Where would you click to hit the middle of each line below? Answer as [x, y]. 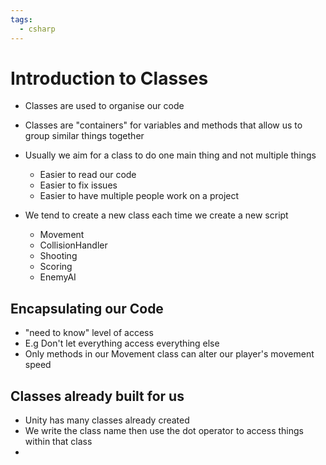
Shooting [58, 256]
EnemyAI [58, 277]
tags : [21, 19]
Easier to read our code [88, 175]
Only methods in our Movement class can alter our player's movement [169, 354]
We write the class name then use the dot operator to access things [164, 431]
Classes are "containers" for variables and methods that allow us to [163, 125]
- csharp [37, 29]
